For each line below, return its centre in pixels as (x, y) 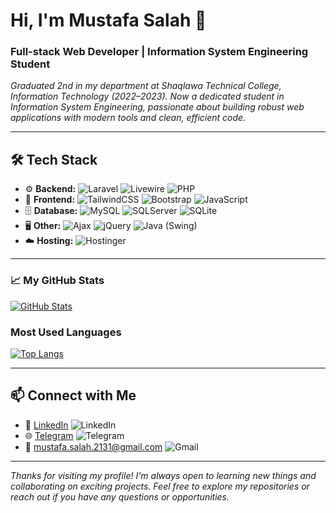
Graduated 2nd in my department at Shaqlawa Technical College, (146, 86)
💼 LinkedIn (46, 425)
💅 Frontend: (50, 200)
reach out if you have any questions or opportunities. (120, 496)
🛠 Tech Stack (54, 159)
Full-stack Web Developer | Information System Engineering (159, 52)
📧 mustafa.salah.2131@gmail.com (93, 446)
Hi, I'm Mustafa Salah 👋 (108, 20)
